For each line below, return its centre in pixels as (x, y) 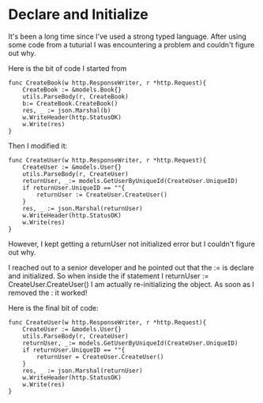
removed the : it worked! (48, 293)
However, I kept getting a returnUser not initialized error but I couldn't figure (131, 244)
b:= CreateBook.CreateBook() (70, 103)
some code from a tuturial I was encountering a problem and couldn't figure (131, 44)
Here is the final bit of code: (53, 308)
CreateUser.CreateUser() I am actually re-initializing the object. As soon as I (131, 284)
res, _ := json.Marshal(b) (67, 110)
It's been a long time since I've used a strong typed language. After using (128, 36)
